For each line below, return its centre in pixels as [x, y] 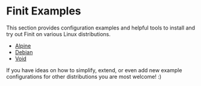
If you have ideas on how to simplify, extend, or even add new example [94, 70]
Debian [24, 52]
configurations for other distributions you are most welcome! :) [84, 76]
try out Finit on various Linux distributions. [59, 34]
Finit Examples [44, 11]
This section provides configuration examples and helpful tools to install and [101, 28]
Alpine [23, 46]
